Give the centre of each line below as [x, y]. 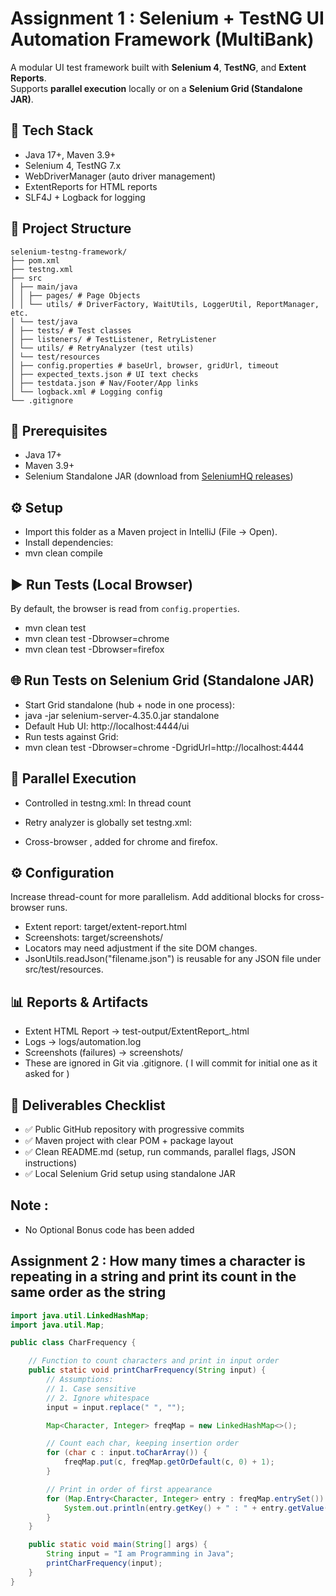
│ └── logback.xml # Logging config [86, 392]
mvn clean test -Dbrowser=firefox [94, 649]
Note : [29, 1205]
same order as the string [88, 1292]
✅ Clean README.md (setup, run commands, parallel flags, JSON [160, 1152]
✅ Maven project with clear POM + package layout [129, 1141]
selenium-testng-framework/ [69, 252]
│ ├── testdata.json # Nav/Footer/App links [104, 383]
